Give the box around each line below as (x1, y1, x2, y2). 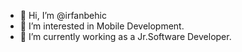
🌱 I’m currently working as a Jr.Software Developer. (19, 31, 232, 42)
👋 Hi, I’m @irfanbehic (19, 10, 107, 21)
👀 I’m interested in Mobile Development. (19, 20, 185, 32)
